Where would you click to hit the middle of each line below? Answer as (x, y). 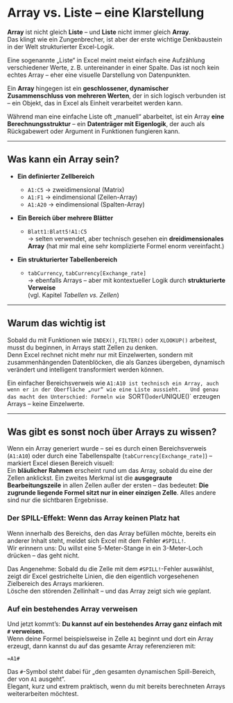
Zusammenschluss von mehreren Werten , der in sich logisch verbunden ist (116, 96)
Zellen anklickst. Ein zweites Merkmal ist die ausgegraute (89, 478)
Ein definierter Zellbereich (56, 176)
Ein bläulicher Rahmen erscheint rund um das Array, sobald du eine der (110, 471)
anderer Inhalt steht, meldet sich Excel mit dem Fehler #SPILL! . (96, 540)
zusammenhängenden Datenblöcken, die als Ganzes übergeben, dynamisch (116, 362)
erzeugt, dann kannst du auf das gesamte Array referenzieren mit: (102, 645)
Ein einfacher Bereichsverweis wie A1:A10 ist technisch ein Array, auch (113, 383)
